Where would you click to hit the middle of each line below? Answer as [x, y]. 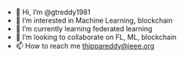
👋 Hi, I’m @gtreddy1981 [53, 12]
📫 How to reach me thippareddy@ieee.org [85, 46]
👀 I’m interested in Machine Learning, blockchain [94, 20]
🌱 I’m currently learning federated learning [84, 29]
